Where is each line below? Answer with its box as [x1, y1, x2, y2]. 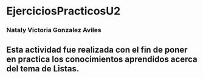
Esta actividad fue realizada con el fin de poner [6, 44, 188, 55]
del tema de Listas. [6, 63, 80, 74]
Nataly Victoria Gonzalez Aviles [6, 26, 101, 34]
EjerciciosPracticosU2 [6, 4, 121, 18]
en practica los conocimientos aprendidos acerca [6, 54, 198, 64]
